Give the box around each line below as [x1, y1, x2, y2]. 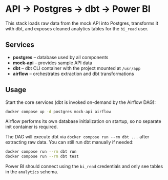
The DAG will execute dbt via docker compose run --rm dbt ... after [5, 134, 150, 140]
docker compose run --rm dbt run [5, 149, 77, 154]
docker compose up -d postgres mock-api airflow [5, 109, 111, 114]
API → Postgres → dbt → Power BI [5, 3, 151, 15]
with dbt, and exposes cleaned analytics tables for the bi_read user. [5, 25, 149, 31]
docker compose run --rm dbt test [5, 154, 79, 159]
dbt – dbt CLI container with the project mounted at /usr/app [12, 65, 141, 71]
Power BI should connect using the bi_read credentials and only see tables [5, 163, 163, 170]
